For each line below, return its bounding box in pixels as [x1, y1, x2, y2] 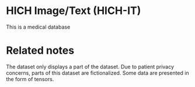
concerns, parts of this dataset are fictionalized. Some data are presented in [6, 69, 189, 76]
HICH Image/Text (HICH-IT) [6, 4, 141, 18]
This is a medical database [6, 23, 71, 30]
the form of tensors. [6, 75, 54, 82]
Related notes [6, 44, 75, 57]
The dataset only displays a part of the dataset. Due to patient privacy [6, 63, 174, 70]
